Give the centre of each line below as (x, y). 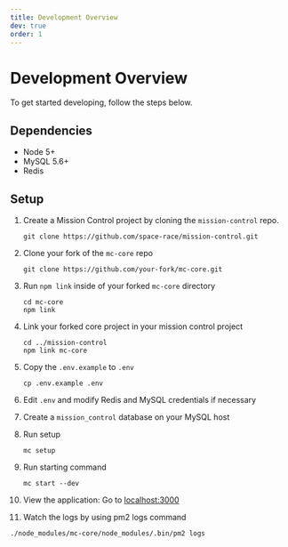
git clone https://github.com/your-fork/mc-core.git (123, 269)
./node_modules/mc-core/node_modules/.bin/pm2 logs (108, 533)
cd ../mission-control (65, 342)
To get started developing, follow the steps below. (101, 102)
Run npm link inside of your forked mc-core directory (119, 286)
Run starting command (65, 467)
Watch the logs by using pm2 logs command (104, 517)
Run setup (42, 434)
